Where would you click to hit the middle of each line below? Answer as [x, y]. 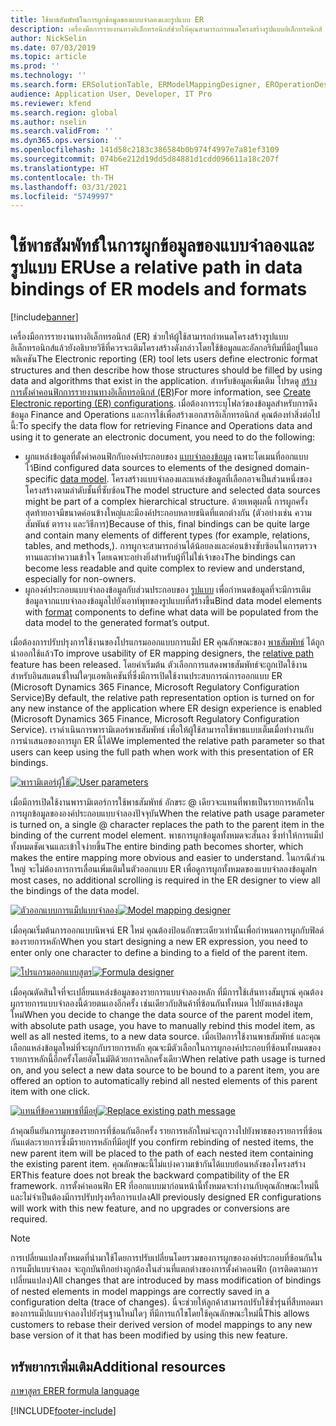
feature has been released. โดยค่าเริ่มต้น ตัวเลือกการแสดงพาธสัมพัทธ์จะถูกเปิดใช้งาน [159, 665]
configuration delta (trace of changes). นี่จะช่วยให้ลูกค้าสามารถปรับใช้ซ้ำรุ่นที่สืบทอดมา [166, 1302]
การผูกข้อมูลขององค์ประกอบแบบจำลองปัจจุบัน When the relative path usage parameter [167, 813]
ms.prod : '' [35, 66]
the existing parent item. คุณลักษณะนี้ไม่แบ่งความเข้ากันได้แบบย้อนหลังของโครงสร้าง [158, 1164]
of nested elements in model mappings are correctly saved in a [140, 1292]
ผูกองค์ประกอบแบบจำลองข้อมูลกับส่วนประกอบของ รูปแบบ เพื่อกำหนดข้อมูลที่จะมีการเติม [168, 590]
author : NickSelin [48, 38]
